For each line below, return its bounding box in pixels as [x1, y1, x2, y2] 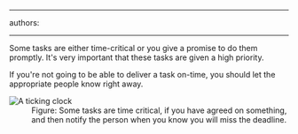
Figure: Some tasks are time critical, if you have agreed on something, [31, 105, 287, 115]
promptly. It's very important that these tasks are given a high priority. [9, 52, 264, 63]
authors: [9, 18, 40, 27]
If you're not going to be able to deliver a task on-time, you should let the [9, 70, 276, 79]
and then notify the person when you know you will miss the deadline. [31, 115, 286, 124]
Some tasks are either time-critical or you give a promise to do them [9, 43, 258, 53]
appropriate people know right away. [9, 78, 144, 89]
